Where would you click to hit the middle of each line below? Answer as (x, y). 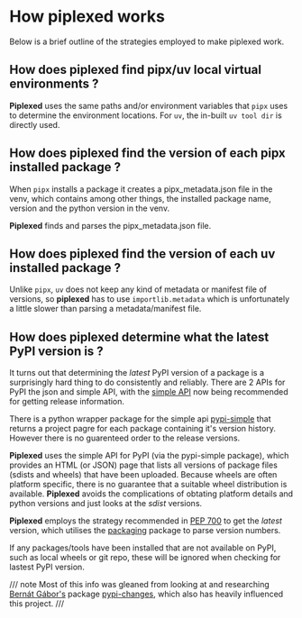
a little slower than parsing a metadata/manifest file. (105, 309)
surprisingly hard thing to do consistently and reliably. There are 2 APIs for (147, 382)
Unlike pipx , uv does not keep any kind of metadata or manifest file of (138, 289)
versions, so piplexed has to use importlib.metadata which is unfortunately (150, 299)
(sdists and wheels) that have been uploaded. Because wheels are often (143, 475)
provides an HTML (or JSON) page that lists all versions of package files (143, 465)
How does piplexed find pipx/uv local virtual (135, 70)
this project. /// (37, 604)
